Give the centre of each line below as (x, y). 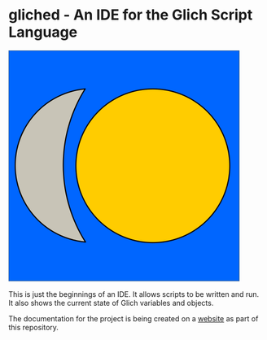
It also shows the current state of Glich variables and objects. (111, 303)
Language (43, 32)
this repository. (34, 327)
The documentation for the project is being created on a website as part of (133, 318)
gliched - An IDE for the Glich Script (131, 15)
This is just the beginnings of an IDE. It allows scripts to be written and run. (134, 294)
